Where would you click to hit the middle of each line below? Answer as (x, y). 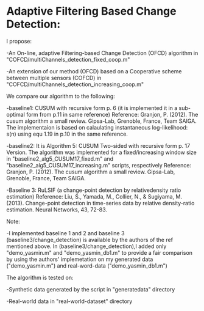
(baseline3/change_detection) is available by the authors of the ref (90, 240)
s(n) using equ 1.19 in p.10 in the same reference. (67, 134)
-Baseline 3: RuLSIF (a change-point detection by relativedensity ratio (94, 190)
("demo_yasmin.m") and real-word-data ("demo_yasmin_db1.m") (87, 265)
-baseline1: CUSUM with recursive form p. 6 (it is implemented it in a (92, 108)
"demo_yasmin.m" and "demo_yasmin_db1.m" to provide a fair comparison (100, 252)
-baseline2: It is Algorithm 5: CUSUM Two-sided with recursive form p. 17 (98, 145)
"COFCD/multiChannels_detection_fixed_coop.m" (68, 59)
